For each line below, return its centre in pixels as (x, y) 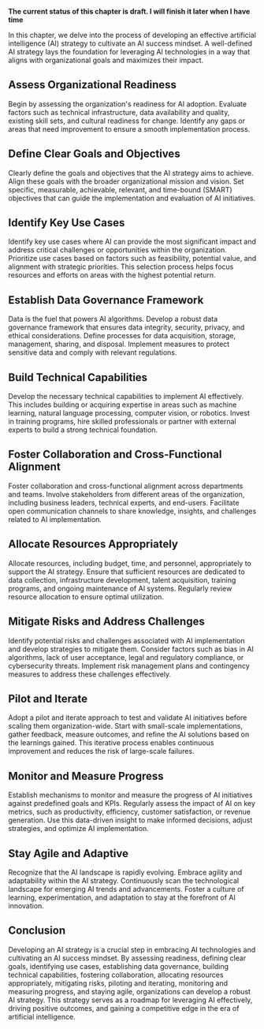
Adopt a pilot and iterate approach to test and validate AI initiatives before (128, 718)
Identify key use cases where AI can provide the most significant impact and (132, 242)
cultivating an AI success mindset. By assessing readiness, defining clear (127, 958)
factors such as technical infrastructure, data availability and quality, (119, 112)
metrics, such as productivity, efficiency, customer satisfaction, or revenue (129, 812)
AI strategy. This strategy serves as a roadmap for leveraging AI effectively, (130, 1000)
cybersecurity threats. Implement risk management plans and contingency (129, 665)
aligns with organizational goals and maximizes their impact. (106, 60)
